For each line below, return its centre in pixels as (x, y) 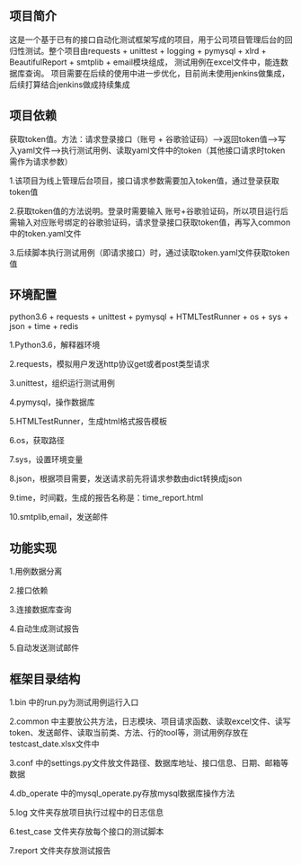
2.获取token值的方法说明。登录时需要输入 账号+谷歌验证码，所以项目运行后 (149, 210)
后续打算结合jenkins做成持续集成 (70, 85)
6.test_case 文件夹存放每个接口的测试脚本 (87, 832)
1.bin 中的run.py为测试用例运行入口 (74, 702)
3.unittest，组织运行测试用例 (62, 383)
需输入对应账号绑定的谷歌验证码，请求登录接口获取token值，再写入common (150, 222)
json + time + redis (44, 326)
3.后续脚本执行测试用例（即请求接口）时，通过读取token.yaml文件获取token (150, 252)
